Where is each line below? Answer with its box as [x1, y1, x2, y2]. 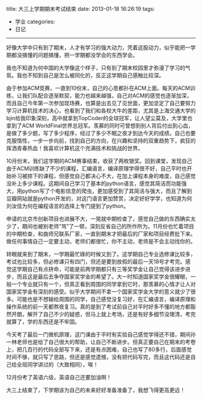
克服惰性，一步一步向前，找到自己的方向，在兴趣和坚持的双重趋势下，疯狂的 [6, 137, 196, 144]
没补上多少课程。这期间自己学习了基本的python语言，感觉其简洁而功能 [6, 180, 182, 187]
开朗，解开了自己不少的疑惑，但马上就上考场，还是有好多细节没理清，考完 [11, 311, 196, 317]
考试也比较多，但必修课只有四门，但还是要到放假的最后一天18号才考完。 [6, 258, 186, 265]
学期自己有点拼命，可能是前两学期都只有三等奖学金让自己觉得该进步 [16, 266, 185, 272]
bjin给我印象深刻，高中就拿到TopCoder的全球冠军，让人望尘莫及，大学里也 [6, 115, 193, 121]
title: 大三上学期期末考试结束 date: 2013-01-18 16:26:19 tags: [6, 5, 155, 12]
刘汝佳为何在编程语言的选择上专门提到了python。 [6, 203, 129, 209]
